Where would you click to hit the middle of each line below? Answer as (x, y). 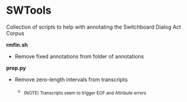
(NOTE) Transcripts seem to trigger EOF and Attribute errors (85, 93)
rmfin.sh (17, 45)
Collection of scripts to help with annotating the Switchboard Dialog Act (93, 27)
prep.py (16, 68)
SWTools (29, 10)
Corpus (15, 33)
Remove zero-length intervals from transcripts (71, 79)
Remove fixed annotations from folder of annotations (79, 56)
